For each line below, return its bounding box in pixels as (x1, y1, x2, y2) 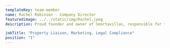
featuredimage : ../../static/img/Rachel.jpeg (5, 17, 103, 22)
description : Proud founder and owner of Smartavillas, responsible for (5, 21, 162, 27)
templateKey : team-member (5, 7, 60, 13)
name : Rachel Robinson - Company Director (5, 12, 96, 17)
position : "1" (5, 35, 35, 40)
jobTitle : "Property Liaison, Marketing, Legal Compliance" (5, 31, 135, 36)
